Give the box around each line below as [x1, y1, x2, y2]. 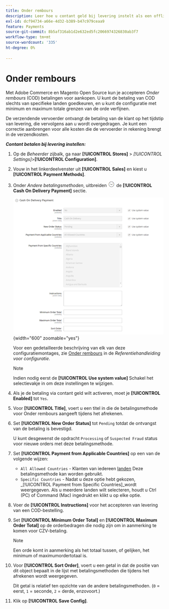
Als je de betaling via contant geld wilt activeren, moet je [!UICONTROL [13, 390, 160, 396]
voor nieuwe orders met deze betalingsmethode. [13, 441, 114, 447]
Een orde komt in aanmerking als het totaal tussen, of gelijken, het [13, 547, 149, 553]
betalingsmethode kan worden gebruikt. [20, 471, 103, 477]
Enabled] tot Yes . [13, 395, 49, 402]
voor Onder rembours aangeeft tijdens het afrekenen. [13, 410, 123, 417]
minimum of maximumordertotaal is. [13, 553, 88, 559]
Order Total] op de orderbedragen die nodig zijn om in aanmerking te [13, 523, 157, 529]
